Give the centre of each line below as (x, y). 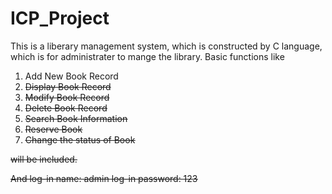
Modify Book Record (67, 97)
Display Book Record (68, 86)
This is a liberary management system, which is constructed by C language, (166, 46)
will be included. (44, 159)
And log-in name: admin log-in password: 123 (104, 178)
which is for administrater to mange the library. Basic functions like (147, 56)
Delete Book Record (66, 108)
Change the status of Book (80, 139)
